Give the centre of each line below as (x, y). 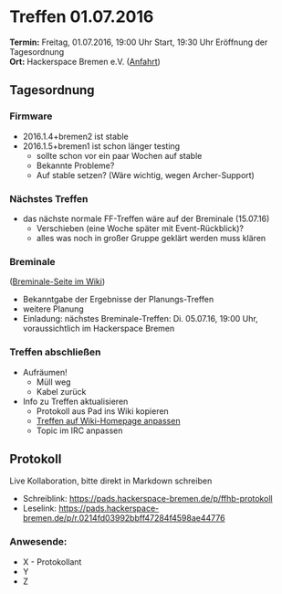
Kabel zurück (61, 391)
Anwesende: (38, 542)
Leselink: (40, 508)
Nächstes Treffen (49, 198)
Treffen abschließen (55, 352)
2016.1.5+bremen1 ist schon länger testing (101, 146)
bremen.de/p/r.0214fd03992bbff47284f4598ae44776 (124, 518)
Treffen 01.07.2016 (82, 17)
